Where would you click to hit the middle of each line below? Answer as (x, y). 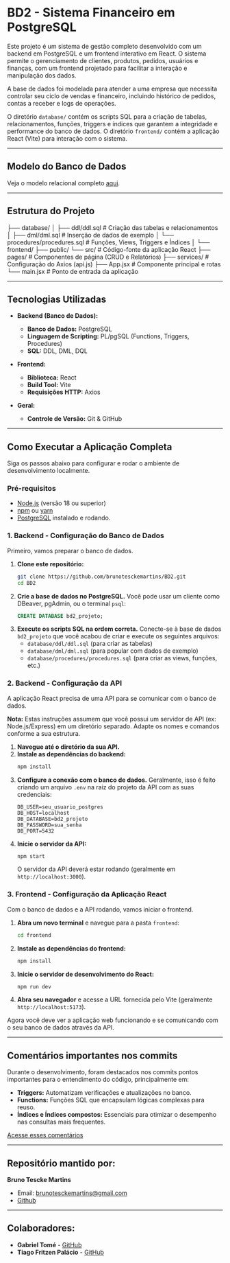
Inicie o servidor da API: (52, 844)
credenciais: (35, 794)
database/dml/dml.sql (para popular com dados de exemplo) (113, 651)
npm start (31, 856)
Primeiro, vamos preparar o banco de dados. (70, 551)
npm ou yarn (35, 511)
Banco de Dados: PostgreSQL (69, 329)
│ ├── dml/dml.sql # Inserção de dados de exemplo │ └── (91, 235)
